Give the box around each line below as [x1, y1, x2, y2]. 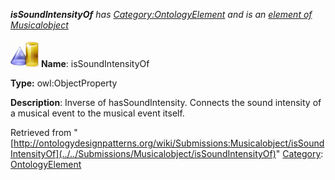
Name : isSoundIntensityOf [40, 58, 150, 69]
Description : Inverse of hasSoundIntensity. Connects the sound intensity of [10, 97, 322, 108]
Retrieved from [10, 127, 72, 138]
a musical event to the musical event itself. [10, 107, 185, 119]
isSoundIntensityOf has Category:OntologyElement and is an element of [10, 9, 313, 20]
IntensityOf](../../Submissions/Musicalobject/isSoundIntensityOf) [10, 148, 277, 159]
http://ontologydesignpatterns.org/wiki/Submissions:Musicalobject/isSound [13, 137, 325, 149]
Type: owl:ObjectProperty [10, 77, 118, 89]
